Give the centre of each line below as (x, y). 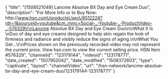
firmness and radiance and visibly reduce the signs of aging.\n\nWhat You (82, 39)
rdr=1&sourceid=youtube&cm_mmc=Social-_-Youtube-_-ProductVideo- (79, 23)
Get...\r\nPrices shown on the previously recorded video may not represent (83, 44)
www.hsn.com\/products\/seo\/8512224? (60, 18)
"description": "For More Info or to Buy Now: (51, 12)
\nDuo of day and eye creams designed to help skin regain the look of (77, 34)
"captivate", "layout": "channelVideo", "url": (50, 65)
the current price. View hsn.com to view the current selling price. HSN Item (83, 50)
